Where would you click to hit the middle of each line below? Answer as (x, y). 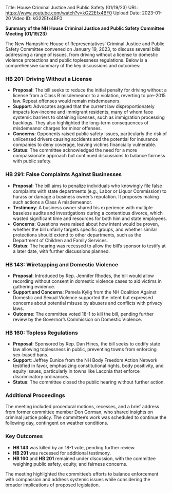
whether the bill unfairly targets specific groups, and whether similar (85, 229)
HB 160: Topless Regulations (42, 333)
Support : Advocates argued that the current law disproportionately (84, 106)
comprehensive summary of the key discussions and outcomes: (73, 66)
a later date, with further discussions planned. (61, 251)
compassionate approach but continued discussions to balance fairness (89, 156)
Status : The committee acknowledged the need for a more (75, 150)
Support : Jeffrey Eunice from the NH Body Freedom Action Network (85, 360)
